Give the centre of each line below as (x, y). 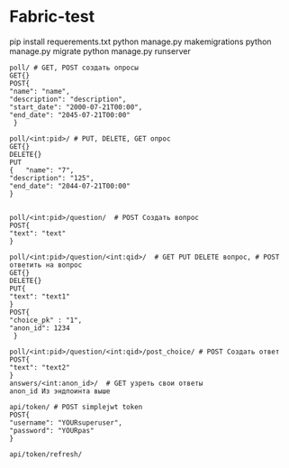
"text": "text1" (40, 296)
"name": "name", (40, 91)
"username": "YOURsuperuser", (66, 422)
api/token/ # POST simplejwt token (76, 407)
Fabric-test (52, 17)
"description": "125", (52, 178)
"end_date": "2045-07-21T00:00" (70, 115)
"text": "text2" (40, 367)
